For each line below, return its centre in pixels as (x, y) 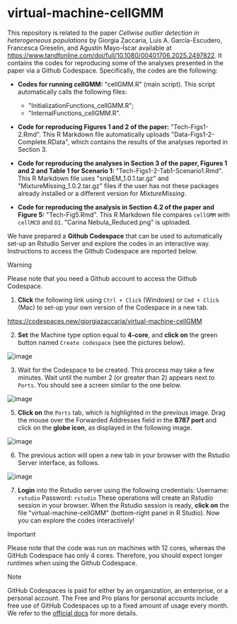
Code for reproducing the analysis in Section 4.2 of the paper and (116, 207)
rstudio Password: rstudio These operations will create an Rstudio (115, 498)
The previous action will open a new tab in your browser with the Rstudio (123, 455)
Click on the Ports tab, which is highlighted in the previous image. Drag (122, 412)
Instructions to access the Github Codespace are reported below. (103, 251)
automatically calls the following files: (72, 92)
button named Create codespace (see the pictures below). (101, 342)
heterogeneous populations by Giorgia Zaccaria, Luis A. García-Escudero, (115, 40)
